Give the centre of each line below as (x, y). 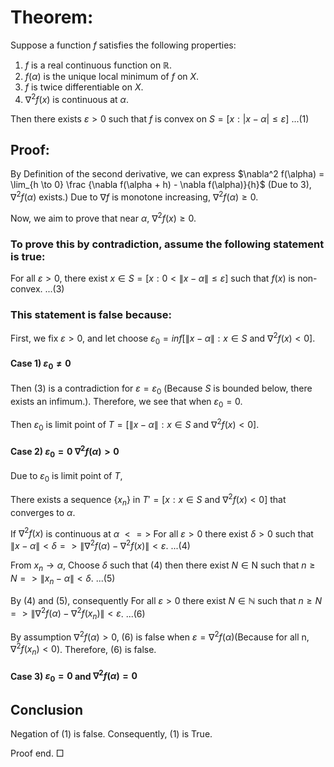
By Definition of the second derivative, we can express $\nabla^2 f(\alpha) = (167, 174)
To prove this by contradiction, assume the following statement (167, 244)
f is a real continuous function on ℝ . (98, 65)
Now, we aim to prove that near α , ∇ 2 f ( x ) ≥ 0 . (103, 217)
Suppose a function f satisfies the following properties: (123, 45)
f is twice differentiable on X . (84, 87)
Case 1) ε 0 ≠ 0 (41, 364)
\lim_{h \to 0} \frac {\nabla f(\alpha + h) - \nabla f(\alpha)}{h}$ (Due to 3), (161, 185)
